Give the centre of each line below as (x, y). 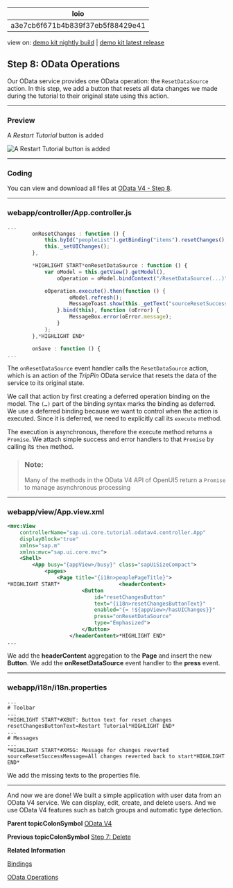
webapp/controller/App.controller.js (69, 213)
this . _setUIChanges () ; (77, 247)
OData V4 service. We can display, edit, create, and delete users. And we (112, 802)
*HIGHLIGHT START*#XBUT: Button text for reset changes (89, 720)
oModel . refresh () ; (96, 298)
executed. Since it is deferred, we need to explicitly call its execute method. (114, 418)
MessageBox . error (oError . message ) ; (120, 317)
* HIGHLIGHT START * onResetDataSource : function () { (110, 266)
